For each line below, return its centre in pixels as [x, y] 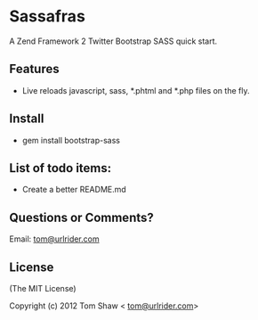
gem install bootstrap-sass [71, 140]
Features [34, 69]
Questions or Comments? [81, 217]
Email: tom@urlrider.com [54, 239]
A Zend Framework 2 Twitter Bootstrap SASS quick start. [113, 41]
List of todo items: [60, 168]
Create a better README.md [74, 190]
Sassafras [48, 16]
